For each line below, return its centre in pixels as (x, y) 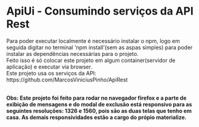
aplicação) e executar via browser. (49, 67)
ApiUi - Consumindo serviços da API (100, 11)
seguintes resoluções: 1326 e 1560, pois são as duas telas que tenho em (99, 111)
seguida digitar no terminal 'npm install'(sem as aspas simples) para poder (99, 47)
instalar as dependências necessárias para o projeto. (73, 53)
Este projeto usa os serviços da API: (51, 73)
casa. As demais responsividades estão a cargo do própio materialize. (96, 117)
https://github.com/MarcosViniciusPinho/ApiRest (67, 80)
